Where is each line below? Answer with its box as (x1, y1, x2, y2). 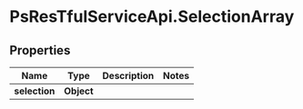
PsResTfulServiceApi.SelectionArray (9, 6, 295, 27)
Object (63, 84, 94, 97)
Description (102, 70, 155, 82)
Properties (9, 43, 71, 58)
